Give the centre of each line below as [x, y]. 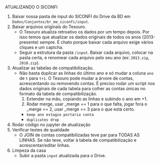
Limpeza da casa [29, 150]
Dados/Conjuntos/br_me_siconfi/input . [51, 22]
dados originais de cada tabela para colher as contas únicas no [82, 89]
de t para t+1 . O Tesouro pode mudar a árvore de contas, [77, 78]
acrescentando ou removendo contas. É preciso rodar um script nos [87, 83]
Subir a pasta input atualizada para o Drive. [63, 155]
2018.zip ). [29, 63]
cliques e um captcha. [41, 47]
